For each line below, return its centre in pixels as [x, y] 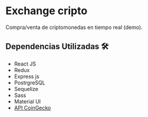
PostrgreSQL [29, 82]
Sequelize [26, 89]
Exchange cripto [47, 11]
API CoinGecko [32, 108]
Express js [27, 76]
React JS [25, 64]
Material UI [27, 101]
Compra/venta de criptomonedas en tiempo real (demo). [74, 27]
